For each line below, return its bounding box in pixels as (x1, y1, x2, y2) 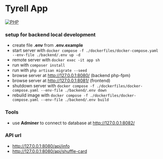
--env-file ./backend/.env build (41, 98, 109, 102)
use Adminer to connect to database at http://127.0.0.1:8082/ (12, 120, 135, 126)
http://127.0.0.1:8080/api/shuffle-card (12, 148, 87, 154)
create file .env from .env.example (12, 42, 83, 48)
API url (5, 132, 22, 139)
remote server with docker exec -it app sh (12, 57, 100, 63)
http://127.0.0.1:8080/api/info (12, 143, 70, 149)
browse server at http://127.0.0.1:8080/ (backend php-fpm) (12, 73, 131, 79)
